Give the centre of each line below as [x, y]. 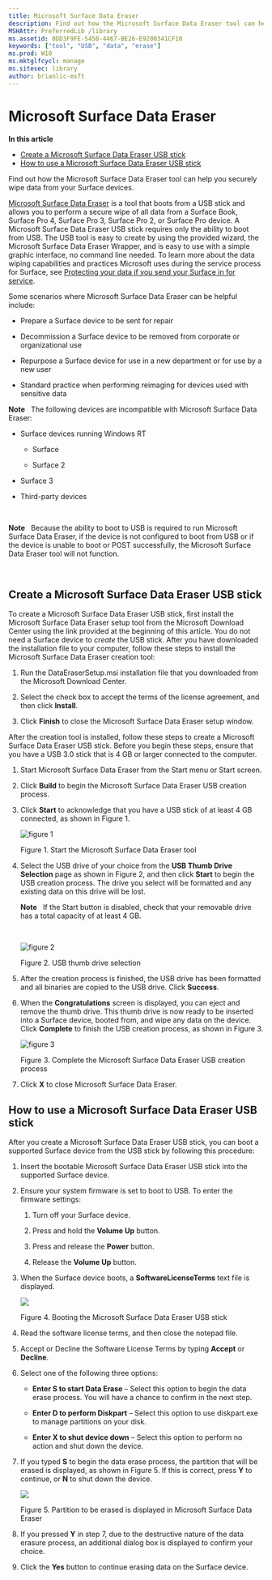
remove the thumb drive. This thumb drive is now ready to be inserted [136, 1012]
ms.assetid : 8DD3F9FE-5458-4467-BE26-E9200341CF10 [96, 38]
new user [36, 369]
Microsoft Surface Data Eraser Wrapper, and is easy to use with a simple [129, 246]
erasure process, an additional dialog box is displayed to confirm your [136, 1543]
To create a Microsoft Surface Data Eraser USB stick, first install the [121, 614]
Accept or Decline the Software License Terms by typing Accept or [132, 1349]
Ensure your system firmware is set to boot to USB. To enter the [126, 1191]
